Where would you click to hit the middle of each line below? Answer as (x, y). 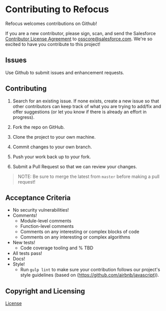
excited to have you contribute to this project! (53, 44)
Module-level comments (46, 221)
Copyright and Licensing (45, 291)
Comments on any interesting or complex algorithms (75, 237)
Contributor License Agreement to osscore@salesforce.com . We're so (79, 39)
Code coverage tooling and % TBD (57, 248)
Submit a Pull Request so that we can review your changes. (75, 166)
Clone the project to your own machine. (54, 137)
